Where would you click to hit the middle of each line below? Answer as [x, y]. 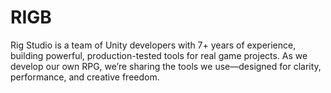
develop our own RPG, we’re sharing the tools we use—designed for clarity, [166, 66]
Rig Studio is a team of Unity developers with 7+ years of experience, [153, 45]
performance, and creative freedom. [85, 77]
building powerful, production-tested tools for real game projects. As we [159, 55]
